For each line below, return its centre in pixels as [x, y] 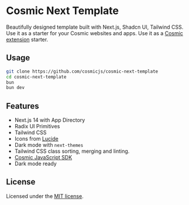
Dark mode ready [35, 164]
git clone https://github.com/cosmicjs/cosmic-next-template [82, 71]
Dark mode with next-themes [49, 145]
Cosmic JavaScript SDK [43, 158]
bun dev [16, 88]
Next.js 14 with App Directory [50, 120]
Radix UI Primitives [37, 127]
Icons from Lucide [36, 139]
